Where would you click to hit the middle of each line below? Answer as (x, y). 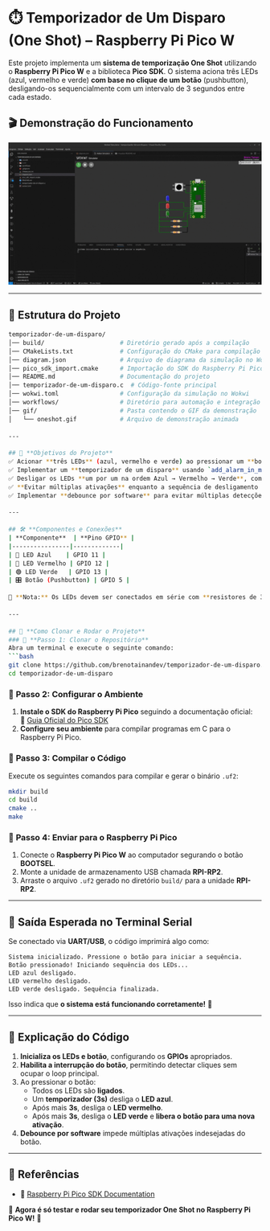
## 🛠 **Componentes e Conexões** (65, 530)
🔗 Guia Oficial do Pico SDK (64, 720)
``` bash (21, 657)
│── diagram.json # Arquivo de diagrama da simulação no (131, 360)
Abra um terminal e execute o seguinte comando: (91, 648)
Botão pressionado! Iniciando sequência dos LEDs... (98, 965)
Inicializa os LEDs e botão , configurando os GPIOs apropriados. (126, 1056)
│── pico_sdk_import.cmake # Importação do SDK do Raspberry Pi (127, 368)
